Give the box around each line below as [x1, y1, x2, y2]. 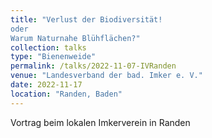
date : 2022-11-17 [10, 80, 83, 90]
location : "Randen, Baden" [10, 89, 123, 99]
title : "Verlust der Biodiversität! [10, 14, 163, 25]
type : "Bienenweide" [10, 52, 97, 62]
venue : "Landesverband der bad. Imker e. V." [10, 71, 203, 81]
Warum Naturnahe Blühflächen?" [10, 33, 141, 43]
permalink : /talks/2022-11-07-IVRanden [10, 61, 177, 71]
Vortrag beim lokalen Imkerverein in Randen [10, 116, 191, 128]
